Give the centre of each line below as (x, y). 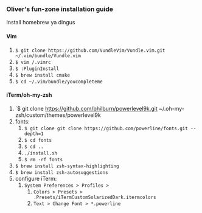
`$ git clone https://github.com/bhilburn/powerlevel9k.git (86, 108)
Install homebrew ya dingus (41, 23)
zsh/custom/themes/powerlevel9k (58, 115)
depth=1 (34, 134)
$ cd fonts (38, 140)
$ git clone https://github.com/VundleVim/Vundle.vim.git (90, 51)
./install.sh (41, 153)
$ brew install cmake (42, 75)
